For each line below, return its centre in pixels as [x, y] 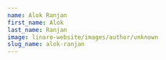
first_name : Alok [36, 23]
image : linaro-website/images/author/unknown [83, 37]
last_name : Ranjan [37, 30]
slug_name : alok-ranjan [46, 44]
